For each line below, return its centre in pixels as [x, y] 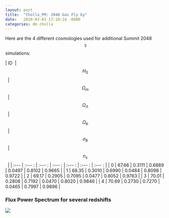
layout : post [19, 10]
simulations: [18, 53]
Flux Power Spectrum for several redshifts [58, 199]
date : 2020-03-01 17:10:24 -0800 [43, 19]
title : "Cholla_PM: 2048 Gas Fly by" [46, 15]
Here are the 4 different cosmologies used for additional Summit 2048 [79, 38]
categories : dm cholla [29, 24]
